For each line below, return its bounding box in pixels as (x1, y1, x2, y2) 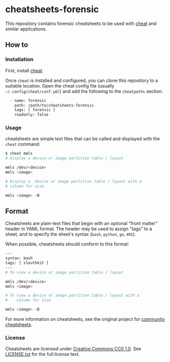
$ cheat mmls (5, 151, 33, 156)
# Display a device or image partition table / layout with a (5, 179, 142, 184)
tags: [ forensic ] (14, 107, 56, 113)
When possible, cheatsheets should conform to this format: (5, 241, 129, 247)
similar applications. (5, 25, 47, 32)
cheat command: (5, 141, 41, 147)
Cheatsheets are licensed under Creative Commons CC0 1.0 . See (5, 346, 142, 352)
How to (5, 41, 28, 49)
